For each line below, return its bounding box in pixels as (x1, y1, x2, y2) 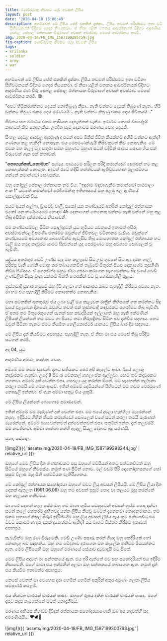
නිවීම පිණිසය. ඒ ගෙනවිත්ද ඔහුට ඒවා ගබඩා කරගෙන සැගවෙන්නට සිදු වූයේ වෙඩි (5, 268, 157, 274)
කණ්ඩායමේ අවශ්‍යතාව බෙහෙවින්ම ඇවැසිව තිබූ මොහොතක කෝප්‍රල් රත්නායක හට (5, 236, 161, 241)
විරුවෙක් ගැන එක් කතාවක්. (5, 151, 56, 157)
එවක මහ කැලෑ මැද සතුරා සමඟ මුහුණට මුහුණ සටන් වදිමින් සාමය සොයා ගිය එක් (5, 145, 157, 152)
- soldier (5, 53, 26, 59)
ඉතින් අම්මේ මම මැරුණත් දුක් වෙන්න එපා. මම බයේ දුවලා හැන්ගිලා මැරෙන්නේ (5, 408, 152, 415)
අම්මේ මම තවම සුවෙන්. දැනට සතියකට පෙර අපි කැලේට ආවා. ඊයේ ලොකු (5, 366, 144, 373)
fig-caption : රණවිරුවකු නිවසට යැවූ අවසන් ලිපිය (5, 40, 97, 45)
